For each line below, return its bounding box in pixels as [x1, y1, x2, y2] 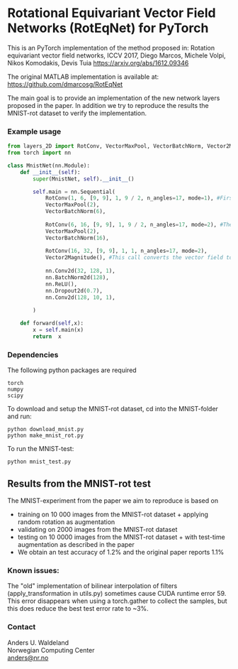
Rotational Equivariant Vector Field [7, 5, 216, 21]
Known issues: [7, 565, 60, 575]
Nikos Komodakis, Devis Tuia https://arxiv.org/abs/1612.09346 [7, 58, 189, 67]
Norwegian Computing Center [7, 646, 95, 654]
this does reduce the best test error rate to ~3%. [7, 604, 149, 613]
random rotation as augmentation [17, 517, 115, 526]
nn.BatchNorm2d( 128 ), [45, 273, 110, 281]
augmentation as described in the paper [17, 540, 135, 548]
